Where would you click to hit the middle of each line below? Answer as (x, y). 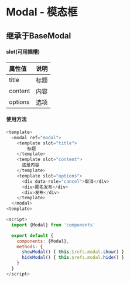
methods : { (30, 246)
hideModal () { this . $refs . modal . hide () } (73, 258)
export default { (32, 236)
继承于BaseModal (39, 36)
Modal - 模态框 (42, 12)
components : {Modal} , (43, 241)
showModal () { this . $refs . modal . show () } (73, 252)
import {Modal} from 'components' (53, 225)
